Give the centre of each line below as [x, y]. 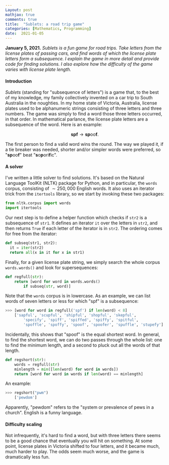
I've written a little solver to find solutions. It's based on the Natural [75, 178]
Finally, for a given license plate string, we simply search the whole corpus [83, 262]
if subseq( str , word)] [47, 286]
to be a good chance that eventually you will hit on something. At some [79, 441]
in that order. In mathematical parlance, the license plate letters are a [76, 119]
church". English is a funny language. [44, 413]
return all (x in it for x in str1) [47, 252]
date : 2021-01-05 [24, 33]
